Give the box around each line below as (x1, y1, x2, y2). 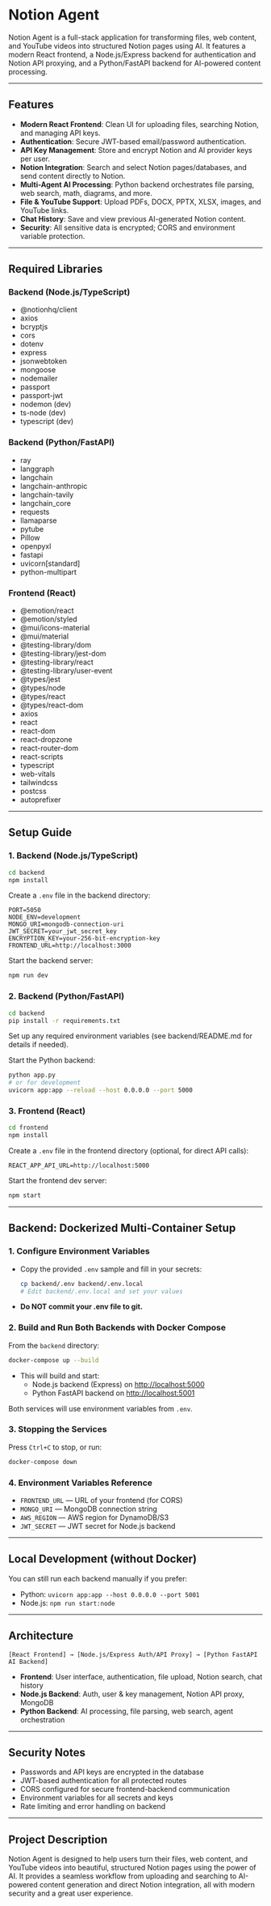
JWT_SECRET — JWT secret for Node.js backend (19, 1522, 176, 1531)
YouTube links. (19, 205, 69, 215)
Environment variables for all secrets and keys (19, 1793, 173, 1802)
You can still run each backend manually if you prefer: (8, 1573, 188, 1583)
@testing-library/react (19, 657, 94, 667)
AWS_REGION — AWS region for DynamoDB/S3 (19, 1513, 169, 1522)
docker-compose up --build (8, 1356, 99, 1365)
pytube (19, 524, 44, 533)
